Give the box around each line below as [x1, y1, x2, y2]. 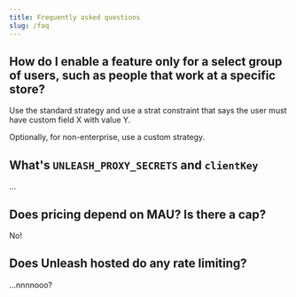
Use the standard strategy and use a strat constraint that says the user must [9, 106, 287, 116]
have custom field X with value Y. [9, 114, 131, 125]
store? [9, 82, 46, 97]
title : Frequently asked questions [9, 12, 141, 22]
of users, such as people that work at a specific [9, 67, 277, 82]
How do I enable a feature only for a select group [9, 54, 283, 69]
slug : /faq [9, 21, 50, 30]
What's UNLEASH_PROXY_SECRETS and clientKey [9, 157, 259, 173]
